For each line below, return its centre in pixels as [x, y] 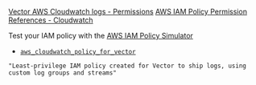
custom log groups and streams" [62, 73]
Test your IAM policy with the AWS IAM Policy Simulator [101, 36]
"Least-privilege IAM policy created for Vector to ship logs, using [128, 66]
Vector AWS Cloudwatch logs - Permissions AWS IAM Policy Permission [128, 12]
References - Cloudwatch [51, 20]
